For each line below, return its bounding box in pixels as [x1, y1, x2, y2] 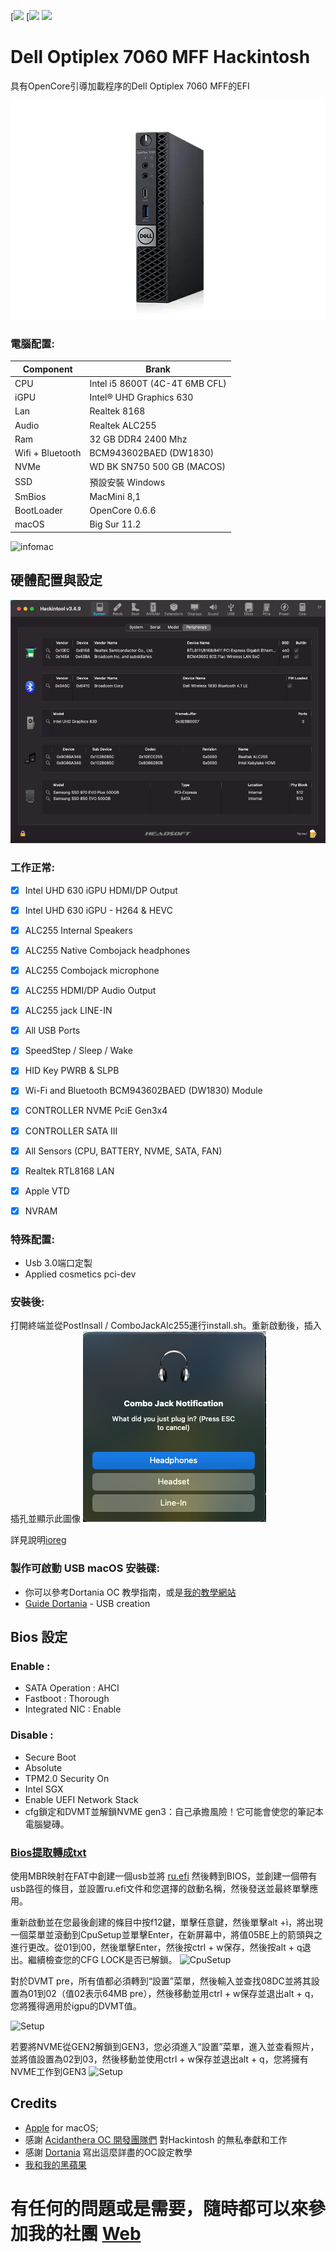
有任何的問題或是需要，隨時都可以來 [10, 2198, 309, 2220]
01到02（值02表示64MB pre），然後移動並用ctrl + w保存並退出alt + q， [27, 1988, 320, 2000]
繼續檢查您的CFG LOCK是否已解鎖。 [27, 1954, 178, 1966]
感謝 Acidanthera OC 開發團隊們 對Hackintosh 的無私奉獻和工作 [24, 2133, 288, 2145]
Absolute [24, 1761, 63, 1774]
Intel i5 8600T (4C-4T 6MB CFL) [89, 377, 227, 389]
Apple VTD [24, 1185, 70, 1197]
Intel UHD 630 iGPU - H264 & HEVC [24, 904, 174, 916]
